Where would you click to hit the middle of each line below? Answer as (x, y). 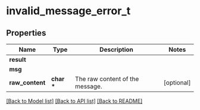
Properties (26, 33)
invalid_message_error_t (68, 11)
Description (116, 50)
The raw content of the (107, 79)
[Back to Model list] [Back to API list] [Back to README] (74, 101)
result (18, 59)
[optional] (177, 83)
